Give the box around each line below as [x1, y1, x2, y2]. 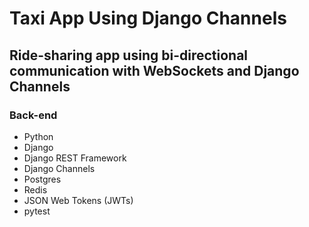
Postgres [23, 173, 62, 185]
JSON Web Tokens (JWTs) [23, 194, 134, 206]
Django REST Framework [23, 152, 127, 164]
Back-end [9, 108, 58, 122]
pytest [23, 205, 51, 217]
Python [23, 130, 54, 142]
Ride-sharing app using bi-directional [9, 47, 249, 64]
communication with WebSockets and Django [9, 62, 300, 79]
